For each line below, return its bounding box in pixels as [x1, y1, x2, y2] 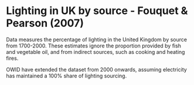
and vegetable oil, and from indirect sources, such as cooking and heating [6, 48, 185, 55]
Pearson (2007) [6, 16, 84, 30]
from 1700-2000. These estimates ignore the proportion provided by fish [6, 42, 182, 49]
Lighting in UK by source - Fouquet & [6, 4, 188, 18]
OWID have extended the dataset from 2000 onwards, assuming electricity [6, 66, 188, 73]
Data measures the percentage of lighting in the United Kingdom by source [6, 36, 188, 43]
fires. [6, 55, 19, 62]
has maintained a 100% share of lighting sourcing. [6, 72, 127, 79]
